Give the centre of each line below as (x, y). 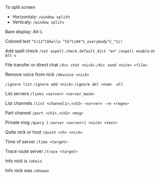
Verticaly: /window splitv (38, 22)
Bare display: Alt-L (24, 31)
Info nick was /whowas (27, 170)
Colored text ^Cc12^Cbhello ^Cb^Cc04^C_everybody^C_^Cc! (64, 41)
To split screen (20, 7)
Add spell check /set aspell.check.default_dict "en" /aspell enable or (80, 51)
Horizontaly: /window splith (41, 17)
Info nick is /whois (24, 161)
